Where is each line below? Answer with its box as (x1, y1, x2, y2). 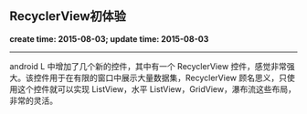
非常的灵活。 (9, 95, 58, 106)
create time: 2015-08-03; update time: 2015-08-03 (9, 33, 209, 44)
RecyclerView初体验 (9, 8, 126, 25)
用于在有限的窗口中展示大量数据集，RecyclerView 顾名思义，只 (48, 72, 288, 83)
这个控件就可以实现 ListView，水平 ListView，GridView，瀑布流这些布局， (16, 83, 297, 94)
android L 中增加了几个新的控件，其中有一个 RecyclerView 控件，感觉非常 (9, 60, 288, 71)
